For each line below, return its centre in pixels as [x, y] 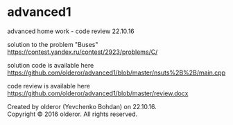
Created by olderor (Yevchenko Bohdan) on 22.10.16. [82, 106]
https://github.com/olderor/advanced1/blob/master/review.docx [98, 93]
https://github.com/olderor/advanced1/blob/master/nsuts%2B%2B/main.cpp [116, 73]
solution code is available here [51, 65]
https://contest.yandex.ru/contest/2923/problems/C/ [83, 52]
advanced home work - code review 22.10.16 [71, 31]
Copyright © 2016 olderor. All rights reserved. [72, 114]
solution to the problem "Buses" [53, 44]
